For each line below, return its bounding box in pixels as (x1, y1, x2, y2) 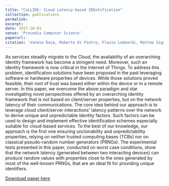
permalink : (5, 17, 28, 22)
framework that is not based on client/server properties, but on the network (5, 96, 162, 102)
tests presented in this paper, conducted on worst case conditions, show (5, 144, 156, 150)
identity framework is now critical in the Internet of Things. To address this (5, 64, 159, 70)
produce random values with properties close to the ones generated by (5, 155, 153, 161)
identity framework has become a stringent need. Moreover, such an (5, 59, 147, 65)
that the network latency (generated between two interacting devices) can (5, 149, 159, 155)
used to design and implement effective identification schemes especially (5, 117, 157, 123)
